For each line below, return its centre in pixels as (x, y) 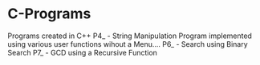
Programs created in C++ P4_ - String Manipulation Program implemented (130, 36)
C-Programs (49, 14)
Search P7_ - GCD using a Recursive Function (83, 52)
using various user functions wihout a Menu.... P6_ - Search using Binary (128, 44)
